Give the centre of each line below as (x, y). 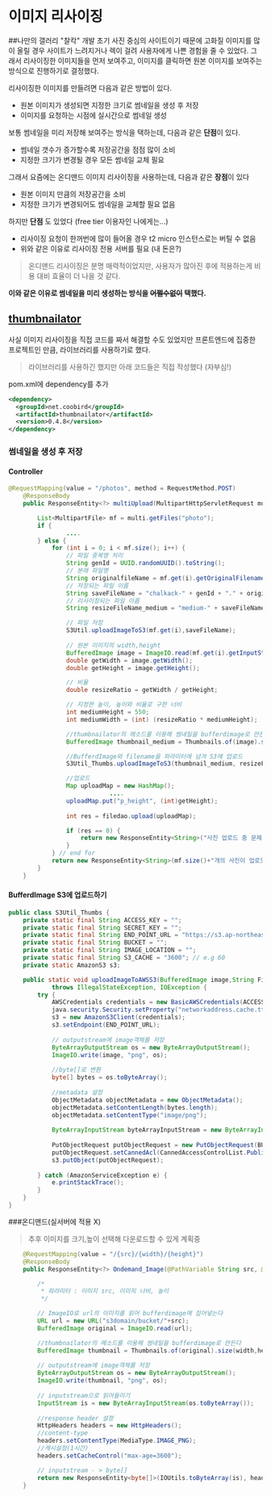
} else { (52, 541)
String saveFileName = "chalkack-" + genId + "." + (154, 593)
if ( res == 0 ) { (93, 831)
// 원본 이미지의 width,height (113, 645)
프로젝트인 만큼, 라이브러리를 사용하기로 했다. (79, 349)
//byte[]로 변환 (76, 1070)
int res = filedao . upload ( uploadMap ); (131, 816)
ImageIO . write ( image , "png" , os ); (109, 1055)
